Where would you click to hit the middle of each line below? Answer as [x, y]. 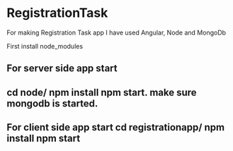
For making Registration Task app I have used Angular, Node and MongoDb [116, 32]
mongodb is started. [52, 103]
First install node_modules [45, 46]
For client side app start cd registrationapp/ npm [115, 127]
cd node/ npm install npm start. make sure [102, 92]
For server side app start [62, 68]
